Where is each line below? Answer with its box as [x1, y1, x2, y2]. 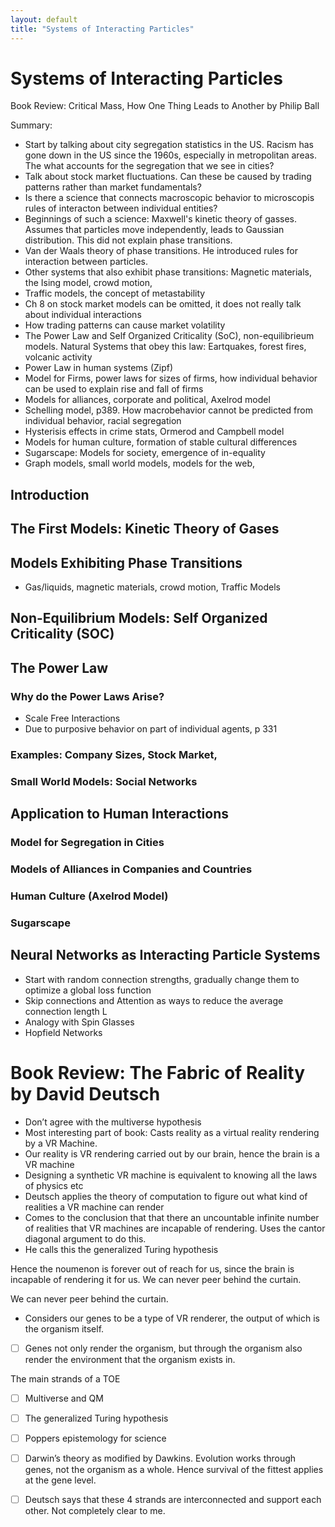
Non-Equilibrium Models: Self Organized [10, 610, 268, 627]
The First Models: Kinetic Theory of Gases [10, 521, 280, 538]
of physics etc [24, 1179, 84, 1191]
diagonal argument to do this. [24, 1232, 147, 1245]
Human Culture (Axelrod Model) [10, 889, 169, 903]
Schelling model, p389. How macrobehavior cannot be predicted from [24, 404, 313, 416]
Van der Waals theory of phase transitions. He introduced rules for [24, 245, 299, 257]
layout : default [10, 14, 78, 25]
